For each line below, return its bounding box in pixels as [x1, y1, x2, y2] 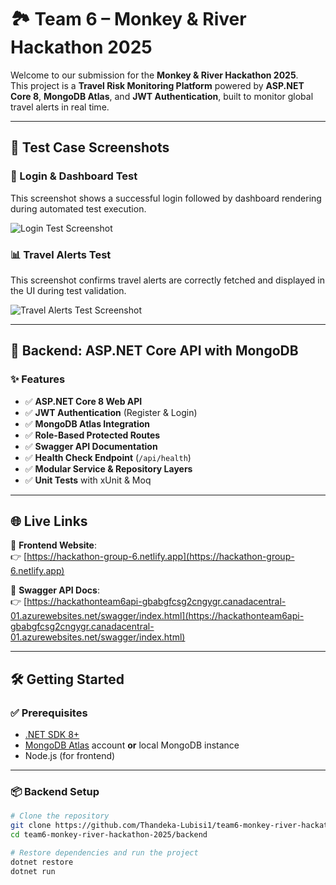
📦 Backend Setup [10, 785, 100, 799]
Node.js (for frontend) [24, 750, 116, 762]
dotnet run [10, 866, 56, 876]
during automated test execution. [10, 202, 147, 215]
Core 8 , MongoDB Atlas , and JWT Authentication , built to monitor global [10, 90, 314, 102]
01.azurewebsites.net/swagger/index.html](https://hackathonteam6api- [10, 610, 305, 622]
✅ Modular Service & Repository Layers [24, 462, 193, 475]
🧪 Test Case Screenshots [10, 139, 170, 156]
